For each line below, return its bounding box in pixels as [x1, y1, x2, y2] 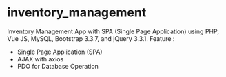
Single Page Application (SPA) [17, 48, 103, 56]
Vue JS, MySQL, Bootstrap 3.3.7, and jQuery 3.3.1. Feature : [7, 34, 175, 42]
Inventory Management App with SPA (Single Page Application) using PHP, [7, 27, 219, 35]
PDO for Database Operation [17, 62, 99, 70]
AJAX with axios [17, 55, 64, 63]
